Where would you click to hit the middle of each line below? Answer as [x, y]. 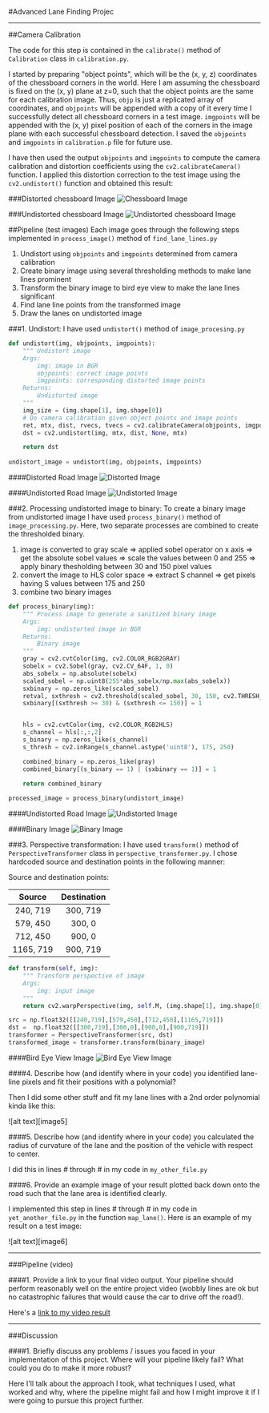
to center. [24, 1154]
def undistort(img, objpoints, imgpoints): [82, 343]
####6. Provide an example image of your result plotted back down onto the [134, 1185]
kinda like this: [32, 1106]
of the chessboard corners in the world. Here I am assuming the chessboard [134, 82]
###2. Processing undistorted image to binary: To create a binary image [127, 508]
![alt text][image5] [38, 1121]
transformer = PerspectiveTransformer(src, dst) [91, 1035]
